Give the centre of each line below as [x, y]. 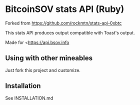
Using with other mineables [49, 58]
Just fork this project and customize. [43, 70]
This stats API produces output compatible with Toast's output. [70, 32]
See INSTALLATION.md [29, 98]
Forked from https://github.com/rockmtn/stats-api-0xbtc [63, 23]
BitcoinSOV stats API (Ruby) [65, 9]
